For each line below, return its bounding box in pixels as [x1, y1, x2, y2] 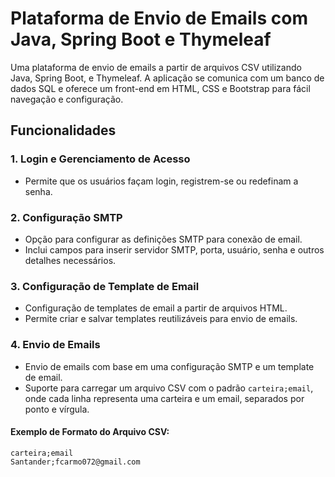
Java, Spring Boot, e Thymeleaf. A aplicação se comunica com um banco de [10, 72, 325, 84]
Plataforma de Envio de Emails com [10, 7, 308, 30]
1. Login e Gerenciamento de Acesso [10, 152, 191, 166]
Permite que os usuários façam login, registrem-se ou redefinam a [24, 175, 299, 187]
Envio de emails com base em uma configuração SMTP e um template [24, 360, 315, 372]
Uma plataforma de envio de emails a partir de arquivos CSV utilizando [10, 61, 302, 73]
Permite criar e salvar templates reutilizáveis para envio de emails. [24, 313, 298, 325]
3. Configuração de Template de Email [10, 279, 200, 293]
